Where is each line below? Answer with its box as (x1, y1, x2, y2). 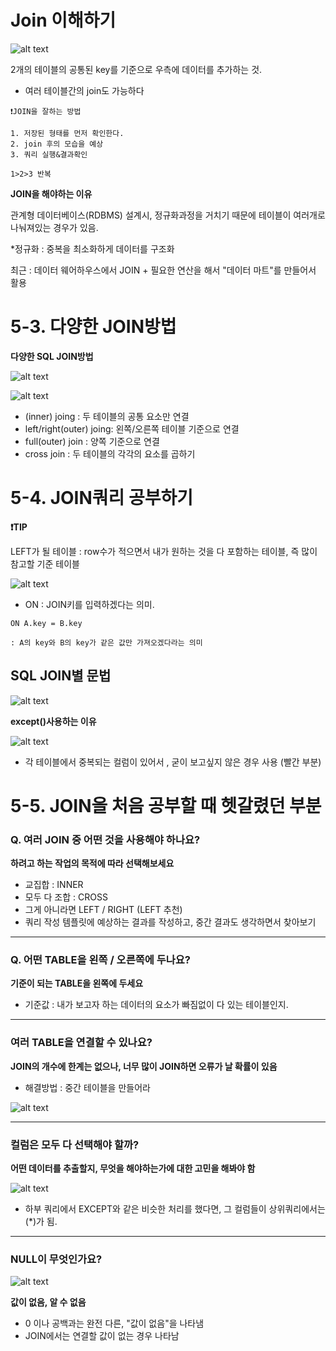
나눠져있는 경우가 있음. (10, 221, 99, 233)
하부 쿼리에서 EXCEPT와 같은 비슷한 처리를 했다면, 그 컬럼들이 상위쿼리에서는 (24, 1203, 326, 1215)
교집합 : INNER (24, 879, 84, 891)
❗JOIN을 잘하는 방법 (10, 106, 82, 116)
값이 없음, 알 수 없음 (10, 1296, 87, 1308)
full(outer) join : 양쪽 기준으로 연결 (24, 435, 160, 447)
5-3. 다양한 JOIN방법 (10, 316, 177, 338)
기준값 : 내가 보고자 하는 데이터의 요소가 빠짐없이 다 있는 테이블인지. (24, 999, 289, 1011)
